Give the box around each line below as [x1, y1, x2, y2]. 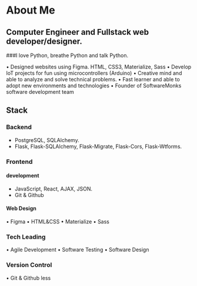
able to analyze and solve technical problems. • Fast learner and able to [6, 76, 181, 83]
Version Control [6, 261, 52, 269]
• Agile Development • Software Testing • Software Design [6, 246, 149, 254]
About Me [6, 4, 55, 17]
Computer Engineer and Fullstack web [6, 27, 149, 37]
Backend [6, 123, 32, 132]
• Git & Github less [6, 274, 51, 281]
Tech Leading [6, 232, 46, 241]
